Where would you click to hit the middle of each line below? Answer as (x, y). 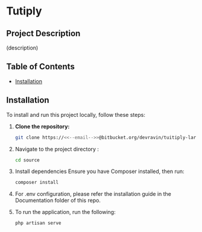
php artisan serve (38, 223)
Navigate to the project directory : (57, 149)
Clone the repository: (42, 126)
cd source (27, 160)
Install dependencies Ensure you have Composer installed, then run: (100, 171)
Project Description (43, 33)
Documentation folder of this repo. (58, 201)
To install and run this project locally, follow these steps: (76, 114)
